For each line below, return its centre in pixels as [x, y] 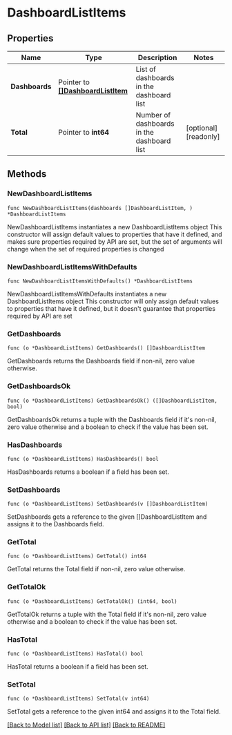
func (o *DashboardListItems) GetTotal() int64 [77, 556]
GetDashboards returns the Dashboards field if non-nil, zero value [101, 361]
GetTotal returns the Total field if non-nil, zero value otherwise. [96, 569]
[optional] [202, 128]
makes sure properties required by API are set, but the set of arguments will [115, 241]
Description [157, 58]
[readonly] [203, 136]
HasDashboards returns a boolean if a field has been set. [88, 472]
